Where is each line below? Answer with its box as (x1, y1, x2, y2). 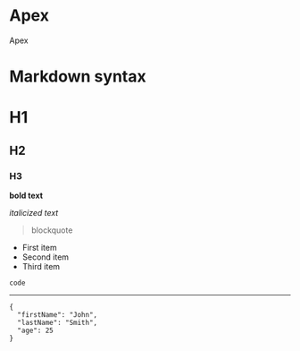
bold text (9, 190, 43, 201)
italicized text (9, 208, 59, 218)
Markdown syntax (9, 66, 146, 87)
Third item (21, 261, 61, 271)
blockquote (30, 225, 73, 235)
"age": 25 (17, 326, 54, 335)
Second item (21, 252, 70, 262)
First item (21, 243, 57, 253)
